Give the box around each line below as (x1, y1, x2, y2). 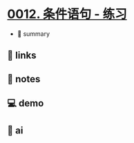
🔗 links (7, 50, 37, 61)
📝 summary (17, 29, 50, 38)
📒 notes (7, 73, 41, 85)
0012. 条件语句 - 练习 (7, 6, 127, 22)
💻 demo (7, 97, 44, 109)
